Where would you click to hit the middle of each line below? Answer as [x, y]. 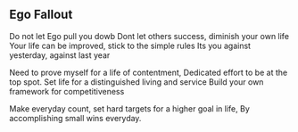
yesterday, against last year [60, 55]
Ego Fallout [41, 15]
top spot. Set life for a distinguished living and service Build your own [137, 82]
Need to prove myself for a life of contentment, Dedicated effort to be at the [149, 72]
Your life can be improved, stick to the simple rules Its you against [130, 45]
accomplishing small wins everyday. [75, 118]
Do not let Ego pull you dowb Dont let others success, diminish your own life [149, 36]
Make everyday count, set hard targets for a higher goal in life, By [129, 108]
